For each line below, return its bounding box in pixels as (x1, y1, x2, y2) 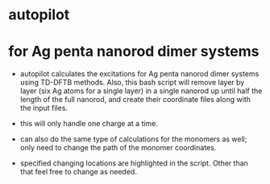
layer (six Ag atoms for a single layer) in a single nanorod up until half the (19, 86, 263, 96)
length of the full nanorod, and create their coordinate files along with (19, 95, 251, 104)
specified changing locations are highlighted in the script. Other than (19, 158, 248, 168)
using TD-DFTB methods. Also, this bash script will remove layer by (19, 78, 245, 88)
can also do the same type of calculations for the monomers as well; (19, 134, 247, 144)
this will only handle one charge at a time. (19, 119, 159, 129)
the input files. (19, 103, 69, 113)
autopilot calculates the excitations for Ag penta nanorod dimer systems (19, 69, 260, 79)
